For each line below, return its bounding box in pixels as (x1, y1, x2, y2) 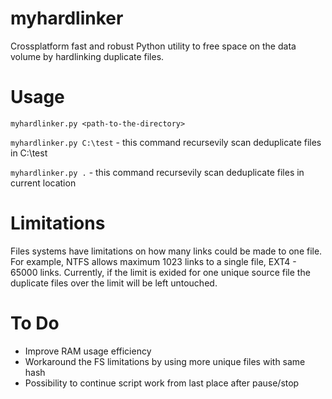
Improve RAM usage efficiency (24, 345, 152, 357)
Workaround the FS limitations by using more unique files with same (24, 355, 306, 367)
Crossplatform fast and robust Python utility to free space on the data (10, 40, 297, 52)
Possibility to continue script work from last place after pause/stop (24, 377, 300, 389)
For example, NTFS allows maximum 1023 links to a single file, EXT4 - (10, 255, 297, 267)
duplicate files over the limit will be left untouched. (10, 277, 218, 289)
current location (10, 177, 77, 189)
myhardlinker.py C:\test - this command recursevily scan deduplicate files (10, 136, 322, 148)
